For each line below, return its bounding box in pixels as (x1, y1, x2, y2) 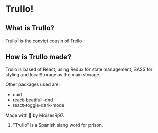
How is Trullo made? (5, 53, 72, 61)
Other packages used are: (5, 81, 60, 87)
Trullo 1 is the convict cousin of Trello (5, 37, 82, 44)
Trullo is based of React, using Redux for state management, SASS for (5, 66, 153, 72)
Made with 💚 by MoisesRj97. (5, 112, 65, 118)
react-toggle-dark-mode (12, 102, 65, 108)
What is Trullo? (5, 24, 55, 32)
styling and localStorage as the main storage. (5, 72, 101, 78)
